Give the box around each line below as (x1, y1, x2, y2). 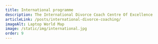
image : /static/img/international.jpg (5, 26, 87, 31)
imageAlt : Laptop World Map (5, 21, 65, 27)
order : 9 (5, 31, 24, 36)
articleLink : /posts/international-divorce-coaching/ (5, 17, 122, 22)
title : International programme (5, 7, 73, 13)
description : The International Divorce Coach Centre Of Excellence (5, 12, 153, 17)
